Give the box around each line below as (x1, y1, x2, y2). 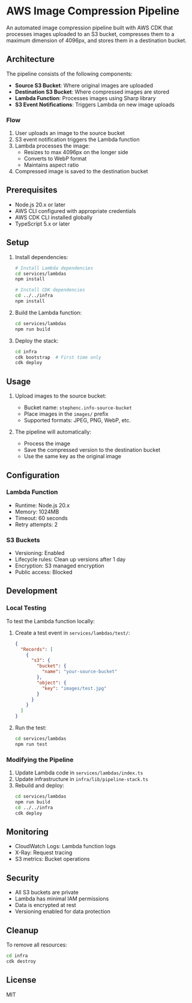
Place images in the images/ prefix (23, 410, 109, 418)
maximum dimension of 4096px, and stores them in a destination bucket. (6, 37, 187, 44)
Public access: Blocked (14, 569, 73, 576)
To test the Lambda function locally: (6, 617, 95, 624)
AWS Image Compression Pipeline (6, 4, 180, 18)
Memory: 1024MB (14, 508, 59, 515)
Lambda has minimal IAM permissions (14, 895, 109, 902)
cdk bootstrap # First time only (14, 354, 101, 361)
